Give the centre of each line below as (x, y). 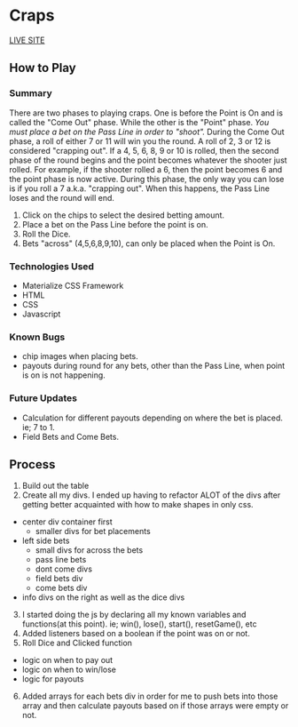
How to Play (43, 68)
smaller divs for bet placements (93, 531)
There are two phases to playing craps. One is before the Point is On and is (146, 113)
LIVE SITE (27, 40)
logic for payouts (53, 679)
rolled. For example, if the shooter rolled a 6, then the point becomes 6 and (146, 169)
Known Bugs (37, 337)
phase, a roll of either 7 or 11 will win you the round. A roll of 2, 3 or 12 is (140, 141)
